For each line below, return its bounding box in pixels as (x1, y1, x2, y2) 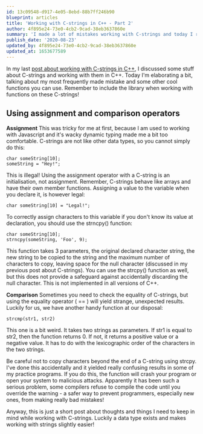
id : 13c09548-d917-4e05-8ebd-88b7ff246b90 (6, 8, 115, 15)
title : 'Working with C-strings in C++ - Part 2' (6, 20, 134, 26)
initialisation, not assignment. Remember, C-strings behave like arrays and (6, 178, 192, 185)
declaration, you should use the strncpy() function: (6, 219, 133, 227)
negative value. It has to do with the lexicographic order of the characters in (6, 339, 195, 346)
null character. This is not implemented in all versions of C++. (6, 279, 159, 287)
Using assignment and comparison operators (6, 109, 180, 119)
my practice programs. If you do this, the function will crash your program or (6, 370, 197, 378)
